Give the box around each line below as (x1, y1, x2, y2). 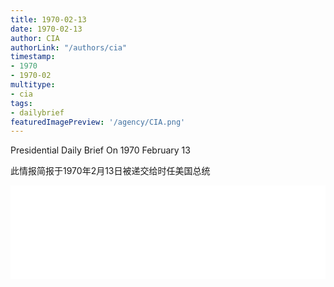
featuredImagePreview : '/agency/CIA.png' (10, 117, 186, 127)
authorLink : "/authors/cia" (10, 42, 128, 53)
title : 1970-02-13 (10, 14, 87, 25)
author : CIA (10, 33, 60, 43)
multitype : (10, 80, 56, 90)
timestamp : (10, 52, 56, 62)
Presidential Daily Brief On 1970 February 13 (10, 144, 191, 156)
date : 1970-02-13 (10, 24, 83, 34)
